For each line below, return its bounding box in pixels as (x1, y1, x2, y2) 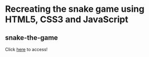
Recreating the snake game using (5, 3, 145, 15)
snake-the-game (5, 33, 58, 42)
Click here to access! (5, 47, 48, 52)
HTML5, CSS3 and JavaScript (5, 14, 129, 25)
